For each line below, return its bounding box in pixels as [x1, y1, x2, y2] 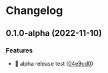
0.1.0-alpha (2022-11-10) [6, 28, 102, 38]
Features [6, 46, 33, 55]
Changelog [6, 4, 63, 18]
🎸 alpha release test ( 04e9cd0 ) [14, 60, 93, 67]
